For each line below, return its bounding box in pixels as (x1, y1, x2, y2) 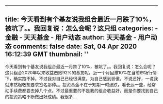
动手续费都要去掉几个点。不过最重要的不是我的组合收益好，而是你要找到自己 (5, 88, 158, 93)
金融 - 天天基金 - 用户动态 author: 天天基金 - (5, 33, 137, 41)
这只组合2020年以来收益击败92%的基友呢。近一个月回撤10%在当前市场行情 (5, 69, 157, 75)
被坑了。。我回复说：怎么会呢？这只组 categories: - (5, 25, 158, 33)
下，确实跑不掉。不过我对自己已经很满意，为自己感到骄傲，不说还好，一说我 (5, 76, 158, 81)
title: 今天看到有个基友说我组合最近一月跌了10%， (5, 15, 155, 24)
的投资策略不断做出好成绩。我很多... (5, 93, 77, 99)
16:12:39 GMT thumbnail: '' (5, 50, 89, 58)
